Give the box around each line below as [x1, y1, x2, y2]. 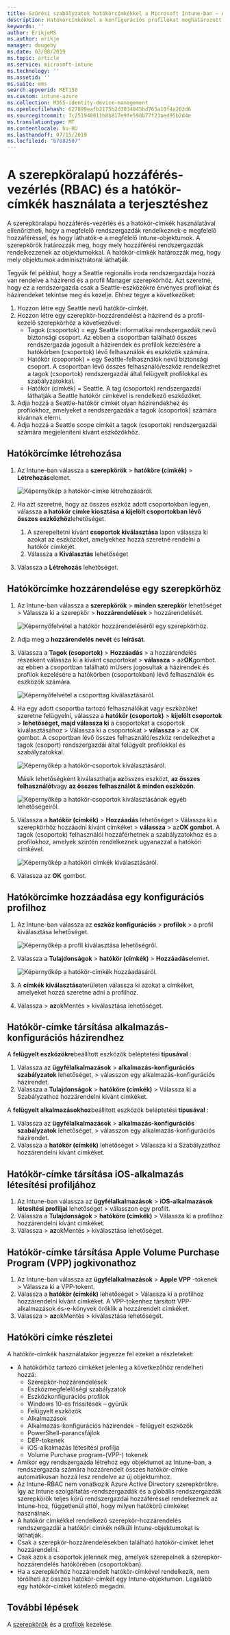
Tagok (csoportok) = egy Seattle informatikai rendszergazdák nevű [27, 326, 217, 334]
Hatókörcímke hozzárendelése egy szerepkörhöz [7, 583, 221, 594]
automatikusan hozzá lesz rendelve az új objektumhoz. [16, 1472, 172, 1481]
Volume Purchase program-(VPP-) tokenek [27, 1450, 149, 1459]
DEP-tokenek [27, 1436, 65, 1444]
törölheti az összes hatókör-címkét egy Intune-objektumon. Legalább [16, 1575, 212, 1583]
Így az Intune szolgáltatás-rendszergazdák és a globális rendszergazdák [16, 1487, 222, 1495]
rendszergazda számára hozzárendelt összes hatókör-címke [16, 1465, 188, 1473]
